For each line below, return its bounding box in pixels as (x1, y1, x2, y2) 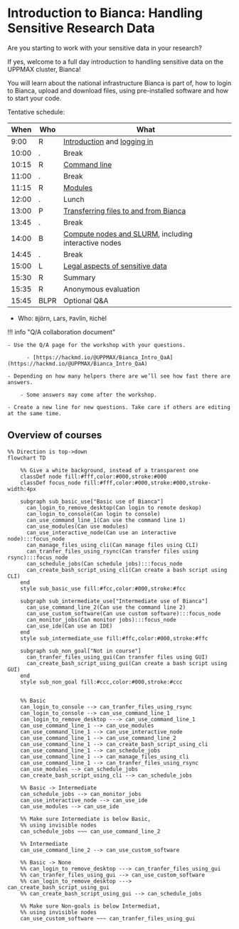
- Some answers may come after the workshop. (20, 391, 158, 398)
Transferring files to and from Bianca (63, 206, 186, 216)
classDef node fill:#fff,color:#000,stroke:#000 (20, 473, 167, 480)
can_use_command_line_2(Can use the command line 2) (26, 603, 186, 611)
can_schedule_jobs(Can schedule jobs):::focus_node (26, 560, 183, 567)
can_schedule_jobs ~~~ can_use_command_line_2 (20, 827, 161, 835)
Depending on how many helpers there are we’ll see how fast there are (14, 372, 231, 380)
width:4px (7, 485, 37, 492)
